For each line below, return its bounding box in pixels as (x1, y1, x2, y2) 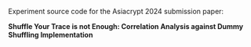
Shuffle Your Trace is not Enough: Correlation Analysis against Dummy (8, 22, 244, 31)
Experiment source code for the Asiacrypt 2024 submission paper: (8, 7, 224, 16)
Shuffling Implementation (8, 31, 93, 39)
